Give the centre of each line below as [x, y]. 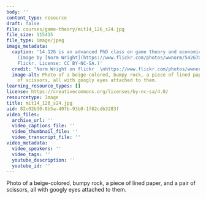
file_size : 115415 [30, 35]
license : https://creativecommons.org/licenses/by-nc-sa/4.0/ [87, 92]
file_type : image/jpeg [35, 40]
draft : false [23, 23]
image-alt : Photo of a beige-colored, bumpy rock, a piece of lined [101, 75]
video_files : [23, 115]
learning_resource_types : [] [44, 86]
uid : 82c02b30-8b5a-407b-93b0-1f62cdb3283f [63, 109]
